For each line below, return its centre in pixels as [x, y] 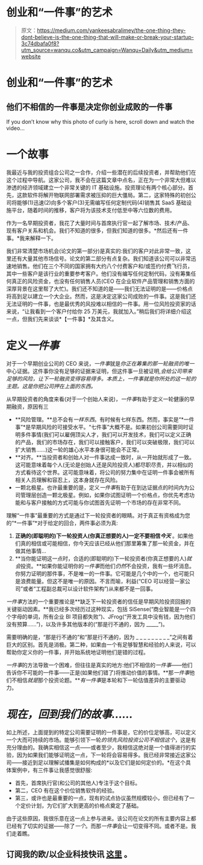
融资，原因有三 [30, 406]
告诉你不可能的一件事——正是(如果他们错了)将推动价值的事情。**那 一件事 [98, 672]
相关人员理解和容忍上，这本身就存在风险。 [68, 480]
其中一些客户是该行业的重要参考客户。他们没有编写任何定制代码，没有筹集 [98, 273]
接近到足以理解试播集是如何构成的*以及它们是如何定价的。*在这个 [104, 762]
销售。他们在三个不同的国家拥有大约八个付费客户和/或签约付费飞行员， [105, 266]
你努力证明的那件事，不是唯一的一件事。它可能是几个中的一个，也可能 [102, 573]
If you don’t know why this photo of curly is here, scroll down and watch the [100, 121]
